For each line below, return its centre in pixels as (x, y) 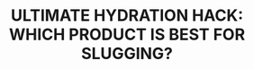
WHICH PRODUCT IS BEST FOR (127, 34)
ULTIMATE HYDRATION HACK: (127, 16)
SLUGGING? (127, 54)
